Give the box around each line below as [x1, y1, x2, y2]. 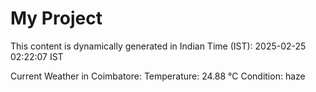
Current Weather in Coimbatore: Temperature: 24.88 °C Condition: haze [10, 70, 306, 82]
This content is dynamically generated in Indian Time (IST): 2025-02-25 [10, 40, 307, 52]
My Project [10, 7, 103, 30]
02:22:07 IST [10, 50, 64, 62]
